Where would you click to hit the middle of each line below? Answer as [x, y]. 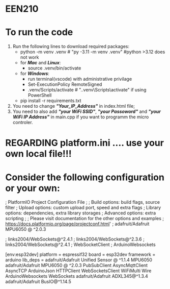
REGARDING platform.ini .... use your [85, 143]
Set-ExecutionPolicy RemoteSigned [65, 84]
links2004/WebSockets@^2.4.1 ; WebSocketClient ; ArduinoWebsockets [81, 245]
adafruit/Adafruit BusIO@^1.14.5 [38, 282]
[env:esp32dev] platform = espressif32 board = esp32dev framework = [80, 255]
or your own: [33, 188]
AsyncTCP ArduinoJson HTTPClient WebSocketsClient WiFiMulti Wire [78, 271]
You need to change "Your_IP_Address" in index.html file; [74, 106]
